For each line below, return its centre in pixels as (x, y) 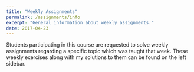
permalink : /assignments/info (43, 17)
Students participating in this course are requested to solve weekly (87, 45)
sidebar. (16, 64)
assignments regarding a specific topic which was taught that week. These (97, 51)
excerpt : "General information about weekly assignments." (80, 22)
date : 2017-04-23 (27, 28)
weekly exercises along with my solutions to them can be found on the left (96, 57)
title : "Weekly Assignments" (42, 12)
